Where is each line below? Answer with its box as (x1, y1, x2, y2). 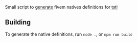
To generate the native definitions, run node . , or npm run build (5, 31, 133, 37)
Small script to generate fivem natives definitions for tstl (5, 4, 118, 10)
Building (5, 18, 31, 26)
